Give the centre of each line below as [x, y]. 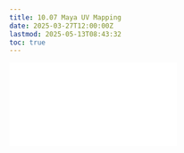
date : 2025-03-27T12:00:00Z [62, 26]
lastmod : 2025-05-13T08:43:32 [66, 34]
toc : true [28, 42]
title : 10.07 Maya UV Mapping [66, 17]
